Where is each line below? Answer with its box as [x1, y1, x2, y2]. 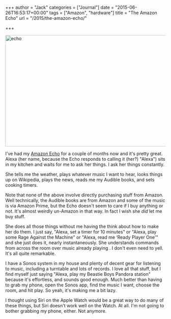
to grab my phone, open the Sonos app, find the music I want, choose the [5, 282, 160, 288]
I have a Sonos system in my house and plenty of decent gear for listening [5, 260, 161, 266]
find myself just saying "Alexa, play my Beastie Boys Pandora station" [5, 271, 151, 277]
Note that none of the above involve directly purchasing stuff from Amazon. [5, 192, 164, 198]
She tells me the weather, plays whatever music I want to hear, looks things [5, 171, 163, 177]
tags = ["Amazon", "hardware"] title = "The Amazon [49, 10, 158, 16]
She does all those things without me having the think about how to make [5, 223, 159, 229]
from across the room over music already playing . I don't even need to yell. [5, 245, 164, 251]
